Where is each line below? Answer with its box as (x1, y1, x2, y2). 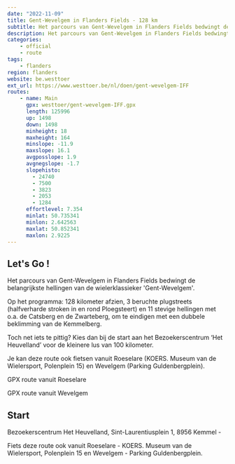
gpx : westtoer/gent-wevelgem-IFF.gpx (25, 102, 136, 109)
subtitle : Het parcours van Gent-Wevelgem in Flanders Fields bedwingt (7, 23, 220, 30)
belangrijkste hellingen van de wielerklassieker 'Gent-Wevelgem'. (7, 284, 195, 292)
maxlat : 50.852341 (25, 225, 80, 232)
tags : (7, 56, 23, 63)
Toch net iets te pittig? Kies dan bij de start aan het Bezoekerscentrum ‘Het (7, 334, 223, 342)
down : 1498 (25, 121, 58, 128)
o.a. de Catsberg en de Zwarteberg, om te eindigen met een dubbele (7, 313, 205, 321)
